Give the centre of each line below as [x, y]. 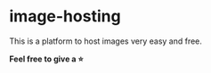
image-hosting [65, 16]
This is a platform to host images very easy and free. [106, 41]
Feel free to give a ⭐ [47, 59]
